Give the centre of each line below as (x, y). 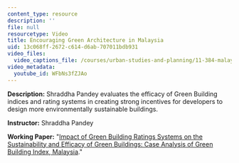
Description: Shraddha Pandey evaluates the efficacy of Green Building (113, 94)
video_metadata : (31, 67)
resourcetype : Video (38, 34)
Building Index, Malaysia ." (45, 152)
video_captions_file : (46, 61)
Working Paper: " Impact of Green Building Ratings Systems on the (105, 137)
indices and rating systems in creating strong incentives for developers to (115, 101)
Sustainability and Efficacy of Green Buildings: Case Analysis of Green (110, 144)
